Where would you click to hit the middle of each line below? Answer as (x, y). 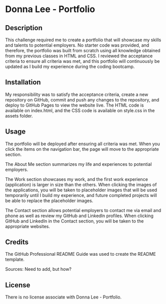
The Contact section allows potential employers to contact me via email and (83, 210)
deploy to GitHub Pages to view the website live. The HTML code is (74, 105)
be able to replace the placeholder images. (49, 200)
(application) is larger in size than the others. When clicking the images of (81, 184)
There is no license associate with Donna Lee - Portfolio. (63, 297)
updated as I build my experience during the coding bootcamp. (70, 67)
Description (24, 28)
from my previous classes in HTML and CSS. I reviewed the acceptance (79, 56)
